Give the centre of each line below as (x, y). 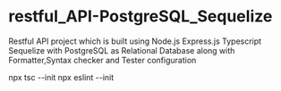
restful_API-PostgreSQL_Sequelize (140, 17)
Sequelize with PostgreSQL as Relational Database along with (122, 50)
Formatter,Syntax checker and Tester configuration (102, 60)
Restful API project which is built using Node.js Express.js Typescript (135, 41)
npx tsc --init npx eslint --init (61, 77)
